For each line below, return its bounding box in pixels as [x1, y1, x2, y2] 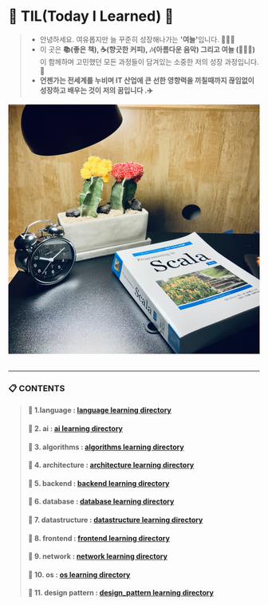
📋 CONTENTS [8, 382, 65, 393]
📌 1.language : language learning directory [27, 405, 171, 415]
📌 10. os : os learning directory [27, 570, 131, 579]
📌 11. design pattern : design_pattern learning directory [27, 588, 214, 598]
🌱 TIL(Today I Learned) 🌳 [8, 7, 174, 26]
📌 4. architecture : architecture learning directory [27, 461, 195, 470]
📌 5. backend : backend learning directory [27, 478, 170, 488]
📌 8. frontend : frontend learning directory [27, 533, 170, 543]
